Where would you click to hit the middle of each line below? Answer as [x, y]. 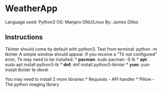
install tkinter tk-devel [27, 70]
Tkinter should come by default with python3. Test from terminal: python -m [81, 49]
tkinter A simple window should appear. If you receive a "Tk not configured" [81, 54]
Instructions [24, 37]
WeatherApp [31, 9]
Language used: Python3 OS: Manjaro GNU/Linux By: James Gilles [72, 22]
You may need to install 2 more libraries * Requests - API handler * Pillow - [80, 79]
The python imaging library [32, 84]
